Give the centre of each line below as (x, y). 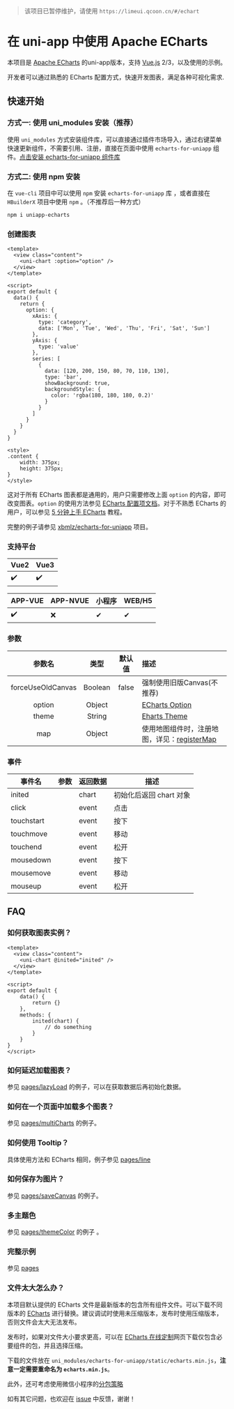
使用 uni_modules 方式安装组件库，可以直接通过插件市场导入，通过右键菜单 (115, 139)
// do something (68, 1027)
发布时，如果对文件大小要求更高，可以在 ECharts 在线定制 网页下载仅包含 (112, 1336)
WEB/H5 (138, 601)
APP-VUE (27, 601)
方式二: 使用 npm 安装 (44, 176)
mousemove (31, 873)
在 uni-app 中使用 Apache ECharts (108, 42)
